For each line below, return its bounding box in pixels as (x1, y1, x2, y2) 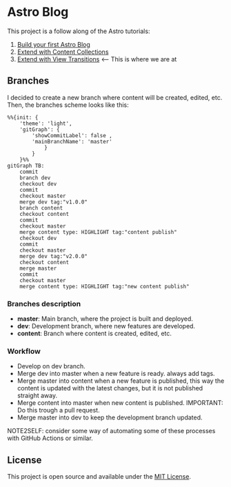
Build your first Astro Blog (17, 40, 91, 48)
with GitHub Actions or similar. (7, 434, 93, 442)
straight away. (17, 391, 57, 400)
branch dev (19, 174, 51, 181)
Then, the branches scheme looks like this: (7, 101, 129, 109)
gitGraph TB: (7, 162, 45, 169)
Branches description (7, 299, 81, 308)
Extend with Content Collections (17, 48, 109, 56)
